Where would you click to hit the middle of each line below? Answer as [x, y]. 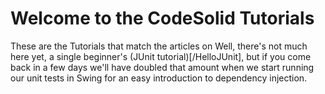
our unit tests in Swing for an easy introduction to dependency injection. [159, 78]
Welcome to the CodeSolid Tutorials [162, 18]
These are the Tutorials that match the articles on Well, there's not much [159, 46]
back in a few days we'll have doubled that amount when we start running [162, 67]
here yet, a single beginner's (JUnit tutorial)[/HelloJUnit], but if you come [161, 56]
